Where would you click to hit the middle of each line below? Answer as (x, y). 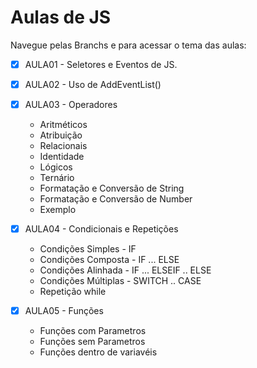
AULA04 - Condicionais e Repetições (101, 229)
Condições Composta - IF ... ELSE (109, 260)
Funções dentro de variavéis (98, 352)
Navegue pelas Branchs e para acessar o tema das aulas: (128, 45)
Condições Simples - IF (88, 249)
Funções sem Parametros (92, 342)
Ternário (57, 178)
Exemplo (58, 210)
